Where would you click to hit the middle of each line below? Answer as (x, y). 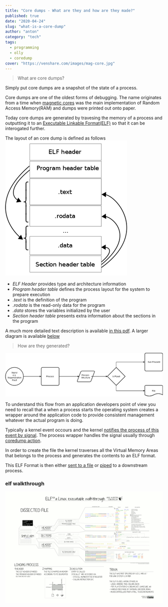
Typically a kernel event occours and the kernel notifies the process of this (82, 430)
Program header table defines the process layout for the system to (81, 289)
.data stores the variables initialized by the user (61, 311)
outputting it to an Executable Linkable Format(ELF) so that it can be (75, 123)
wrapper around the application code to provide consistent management (80, 415)
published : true (22, 16)
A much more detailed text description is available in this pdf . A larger (77, 331)
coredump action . (23, 440)
